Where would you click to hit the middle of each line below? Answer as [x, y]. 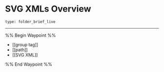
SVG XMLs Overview [48, 9]
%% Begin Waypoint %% [31, 35]
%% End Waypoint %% [29, 64]
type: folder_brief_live [30, 22]
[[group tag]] [25, 44]
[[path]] [20, 50]
